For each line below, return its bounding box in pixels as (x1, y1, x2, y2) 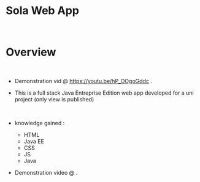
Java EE (23, 137, 44, 145)
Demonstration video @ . (14, 169, 78, 176)
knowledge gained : (14, 119, 65, 126)
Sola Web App (6, 4, 79, 18)
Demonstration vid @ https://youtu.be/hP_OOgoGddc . (14, 77, 153, 84)
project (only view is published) (14, 95, 94, 103)
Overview (6, 45, 56, 59)
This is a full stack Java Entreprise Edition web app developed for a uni (14, 89, 194, 96)
